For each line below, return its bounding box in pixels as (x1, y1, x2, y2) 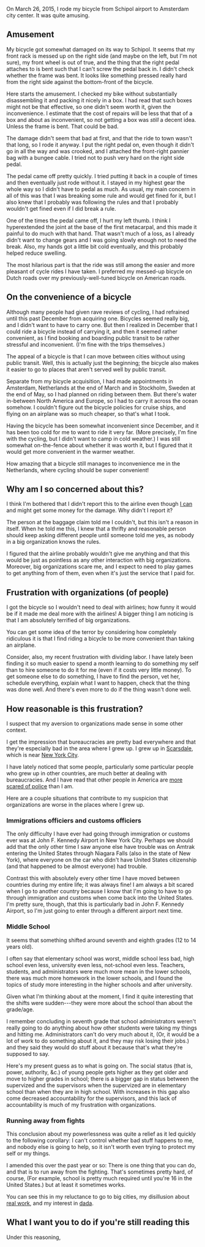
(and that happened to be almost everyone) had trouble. (6, 863, 148, 870)
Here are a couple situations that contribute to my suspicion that (6, 794, 168, 802)
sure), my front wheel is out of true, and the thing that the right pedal (6, 58, 179, 66)
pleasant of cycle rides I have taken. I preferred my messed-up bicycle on (6, 268, 193, 275)
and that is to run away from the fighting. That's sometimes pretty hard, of (6, 1168, 193, 1175)
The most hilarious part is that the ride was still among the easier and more (6, 261, 195, 268)
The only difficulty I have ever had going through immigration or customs (6, 830, 190, 838)
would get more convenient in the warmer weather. (6, 448, 135, 455)
